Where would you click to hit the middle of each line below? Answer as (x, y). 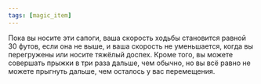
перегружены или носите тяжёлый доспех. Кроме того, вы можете (121, 54)
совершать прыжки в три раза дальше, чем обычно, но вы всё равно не (129, 63)
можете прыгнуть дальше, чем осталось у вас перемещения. (112, 71)
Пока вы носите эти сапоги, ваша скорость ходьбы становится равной (127, 38)
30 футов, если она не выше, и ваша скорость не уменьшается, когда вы (130, 46)
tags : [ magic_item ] (40, 15)
